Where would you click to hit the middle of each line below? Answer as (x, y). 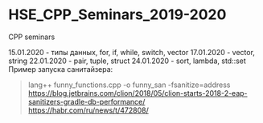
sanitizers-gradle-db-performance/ (86, 101)
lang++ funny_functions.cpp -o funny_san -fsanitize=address (129, 85)
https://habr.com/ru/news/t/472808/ (88, 110)
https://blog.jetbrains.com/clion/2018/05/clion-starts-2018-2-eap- (138, 93)
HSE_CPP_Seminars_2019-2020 (117, 15)
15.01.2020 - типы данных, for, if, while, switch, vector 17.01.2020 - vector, (132, 52)
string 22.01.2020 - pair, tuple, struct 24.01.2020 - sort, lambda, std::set (127, 61)
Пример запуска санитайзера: (61, 69)
